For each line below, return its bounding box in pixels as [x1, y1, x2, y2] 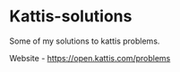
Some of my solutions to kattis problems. [9, 36, 160, 46]
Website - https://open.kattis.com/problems [9, 52, 171, 63]
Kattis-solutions [9, 6, 133, 27]
